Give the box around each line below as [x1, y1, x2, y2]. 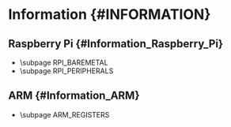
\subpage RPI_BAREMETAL [19, 58, 108, 67]
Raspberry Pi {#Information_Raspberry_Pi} [8, 37, 224, 50]
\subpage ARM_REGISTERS [19, 110, 110, 119]
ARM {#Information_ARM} [8, 89, 140, 103]
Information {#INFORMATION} [8, 6, 211, 24]
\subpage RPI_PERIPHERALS [19, 66, 114, 76]
